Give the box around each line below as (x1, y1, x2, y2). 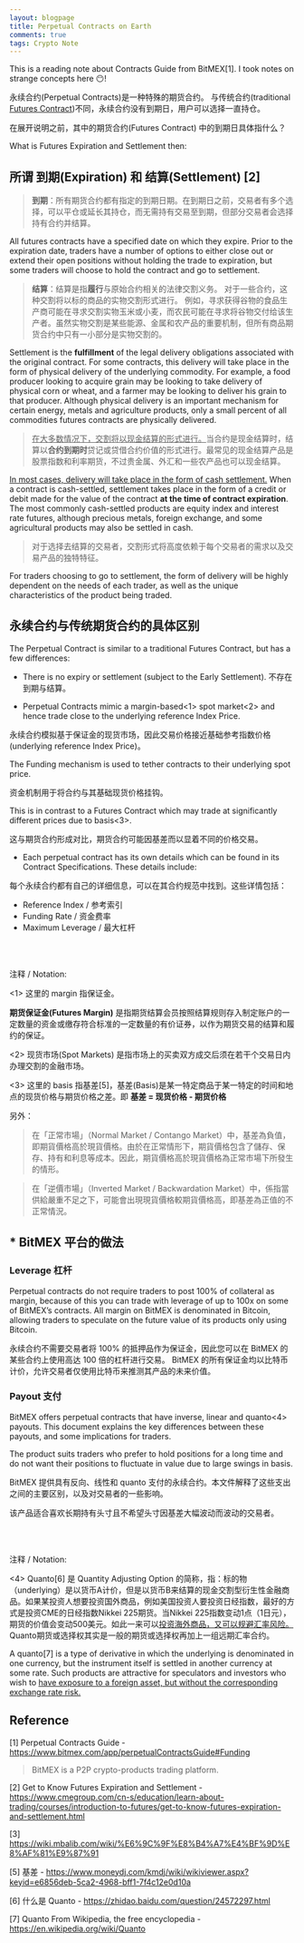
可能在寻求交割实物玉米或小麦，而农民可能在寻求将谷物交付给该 (47, 306, 286, 318)
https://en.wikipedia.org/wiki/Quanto (9, 1923, 147, 1934)
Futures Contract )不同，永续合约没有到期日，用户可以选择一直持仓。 (9, 103, 265, 114)
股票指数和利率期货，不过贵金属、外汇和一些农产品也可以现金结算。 (31, 456, 286, 467)
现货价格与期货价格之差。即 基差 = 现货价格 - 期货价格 (24, 1091, 227, 1102)
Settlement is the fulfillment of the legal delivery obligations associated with (9, 347, 294, 358)
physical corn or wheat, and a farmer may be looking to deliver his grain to (9, 386, 287, 397)
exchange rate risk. (9, 1686, 81, 1697)
